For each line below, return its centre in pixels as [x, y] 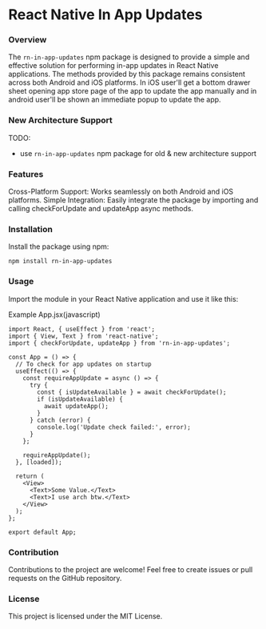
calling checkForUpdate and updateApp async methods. [101, 209]
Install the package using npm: [59, 246]
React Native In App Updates [105, 15]
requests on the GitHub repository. [65, 578]
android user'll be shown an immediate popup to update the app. [115, 100]
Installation [31, 229]
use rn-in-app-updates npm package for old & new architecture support [138, 153]
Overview [28, 40]
